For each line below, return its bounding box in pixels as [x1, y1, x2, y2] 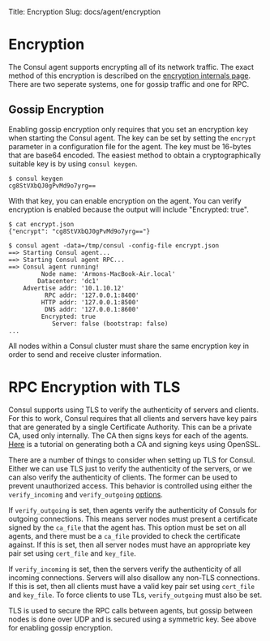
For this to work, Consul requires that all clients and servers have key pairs [8, 413, 258, 423]
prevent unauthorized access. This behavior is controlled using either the [8, 480, 253, 490]
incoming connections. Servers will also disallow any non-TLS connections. [8, 572, 260, 583]
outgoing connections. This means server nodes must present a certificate [8, 514, 258, 523]
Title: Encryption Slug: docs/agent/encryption [8, 7, 161, 16]
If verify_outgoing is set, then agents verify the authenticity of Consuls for [8, 505, 258, 514]
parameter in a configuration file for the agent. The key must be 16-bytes [8, 141, 251, 151]
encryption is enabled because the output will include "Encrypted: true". [8, 204, 250, 214]
